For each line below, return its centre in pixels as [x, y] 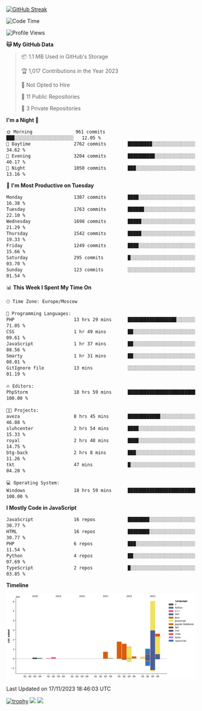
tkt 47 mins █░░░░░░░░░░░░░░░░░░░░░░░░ [101, 465]
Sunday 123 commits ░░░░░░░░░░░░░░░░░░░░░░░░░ [101, 270]
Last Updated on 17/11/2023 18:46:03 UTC [59, 689]
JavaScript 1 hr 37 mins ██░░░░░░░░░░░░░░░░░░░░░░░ [101, 344]
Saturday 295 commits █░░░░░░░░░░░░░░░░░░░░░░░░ [101, 258]
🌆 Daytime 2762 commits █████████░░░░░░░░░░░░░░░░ [101, 144]
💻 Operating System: [33, 483]
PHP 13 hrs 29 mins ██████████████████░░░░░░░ [101, 320]
